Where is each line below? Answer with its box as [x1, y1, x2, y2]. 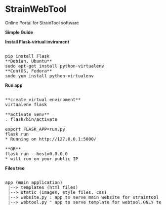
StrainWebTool [5, 3, 67, 15]
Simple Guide [5, 29, 34, 35]
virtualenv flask [5, 102, 47, 107]
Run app [5, 82, 23, 88]
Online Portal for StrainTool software [5, 20, 79, 26]
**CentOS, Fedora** [5, 68, 52, 73]
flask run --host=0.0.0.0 [5, 151, 68, 156]
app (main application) [5, 179, 63, 185]
